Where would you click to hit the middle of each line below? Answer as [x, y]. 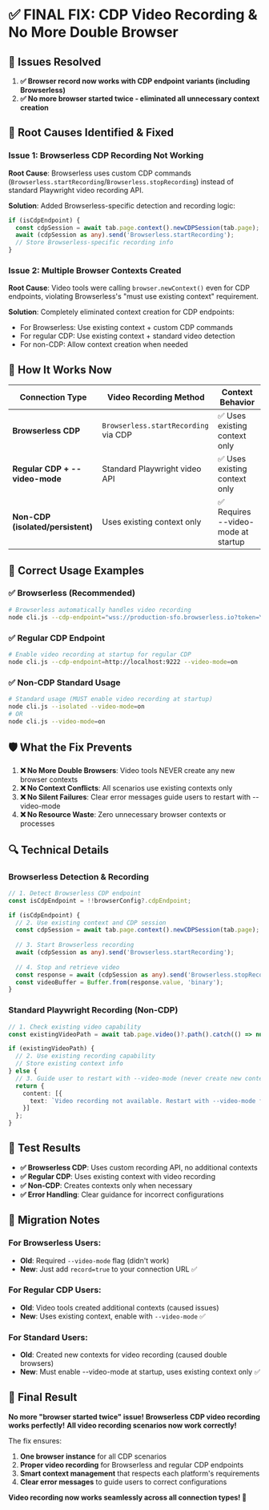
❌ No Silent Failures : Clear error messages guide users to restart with [135, 797]
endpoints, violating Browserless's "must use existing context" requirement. [133, 296]
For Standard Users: [48, 1337]
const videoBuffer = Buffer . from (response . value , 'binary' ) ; [120, 982]
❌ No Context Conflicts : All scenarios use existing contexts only [126, 788]
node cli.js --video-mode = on [57, 721]
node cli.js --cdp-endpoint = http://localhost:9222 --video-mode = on [123, 662]
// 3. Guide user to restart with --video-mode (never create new [128, 1078]
